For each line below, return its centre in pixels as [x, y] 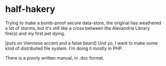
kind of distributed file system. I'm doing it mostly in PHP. [64, 48]
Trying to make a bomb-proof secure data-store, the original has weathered [83, 23]
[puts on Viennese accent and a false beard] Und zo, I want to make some [81, 43]
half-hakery [30, 9]
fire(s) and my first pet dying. [35, 33]
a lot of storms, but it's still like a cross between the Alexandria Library [77, 28]
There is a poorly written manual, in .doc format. [55, 58]
